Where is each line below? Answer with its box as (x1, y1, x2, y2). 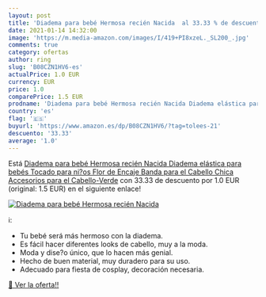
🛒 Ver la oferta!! (8, 280, 59, 289)
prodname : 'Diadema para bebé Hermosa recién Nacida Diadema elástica (8, 100, 246, 108)
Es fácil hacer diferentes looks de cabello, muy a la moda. (19, 239, 208, 249)
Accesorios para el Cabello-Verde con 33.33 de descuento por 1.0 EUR (8, 175, 240, 185)
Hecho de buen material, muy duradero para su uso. (19, 256, 191, 265)
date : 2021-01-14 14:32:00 (8, 26, 97, 34)
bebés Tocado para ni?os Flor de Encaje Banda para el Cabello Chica (8, 167, 234, 177)
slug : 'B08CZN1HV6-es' (8, 63, 83, 71)
